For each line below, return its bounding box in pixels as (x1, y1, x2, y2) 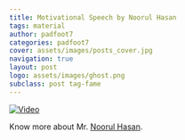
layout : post (9, 63, 58, 72)
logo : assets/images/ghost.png (9, 71, 125, 80)
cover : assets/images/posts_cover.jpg (9, 46, 153, 55)
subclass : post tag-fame (9, 79, 101, 88)
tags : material (9, 21, 66, 30)
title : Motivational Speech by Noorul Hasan (9, 12, 177, 22)
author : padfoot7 (9, 29, 74, 38)
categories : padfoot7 (9, 37, 90, 47)
